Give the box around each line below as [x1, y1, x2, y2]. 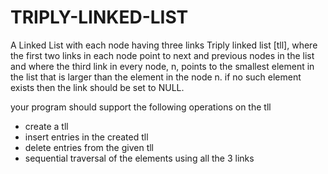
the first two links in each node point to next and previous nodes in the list [10, 49, 315, 61]
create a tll [24, 120, 69, 132]
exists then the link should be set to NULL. [10, 81, 185, 93]
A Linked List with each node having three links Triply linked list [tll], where [10, 39, 318, 51]
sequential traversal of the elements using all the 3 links [24, 152, 255, 164]
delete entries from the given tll [24, 141, 155, 153]
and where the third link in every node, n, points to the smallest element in [10, 60, 315, 72]
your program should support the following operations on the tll [10, 101, 272, 113]
